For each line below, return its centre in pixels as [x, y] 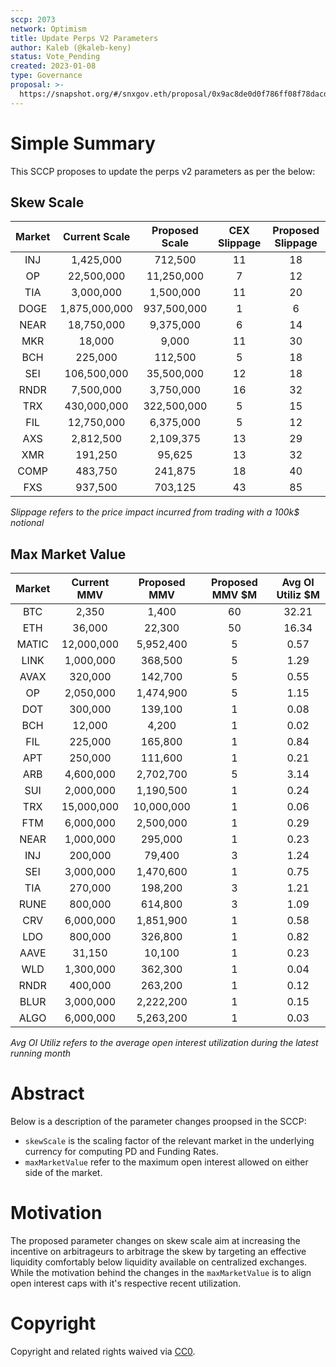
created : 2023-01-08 [53, 66]
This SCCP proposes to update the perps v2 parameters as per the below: [163, 171]
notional [27, 523]
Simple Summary [83, 143]
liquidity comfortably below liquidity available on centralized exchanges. [159, 1262]
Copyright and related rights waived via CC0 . [103, 1351]
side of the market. [63, 1173]
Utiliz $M [298, 595]
